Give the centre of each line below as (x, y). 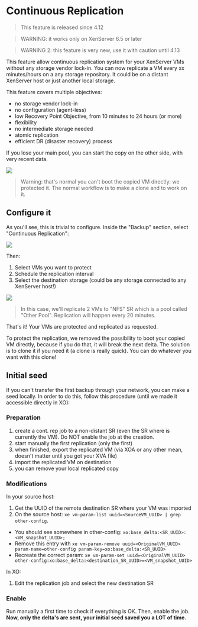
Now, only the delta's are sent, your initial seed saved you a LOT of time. (96, 618)
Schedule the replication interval (54, 274)
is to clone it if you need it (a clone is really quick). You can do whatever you (99, 351)
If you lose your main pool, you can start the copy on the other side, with (95, 153)
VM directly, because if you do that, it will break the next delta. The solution (98, 344)
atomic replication (37, 135)
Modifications (27, 484)
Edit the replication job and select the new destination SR (84, 583)
